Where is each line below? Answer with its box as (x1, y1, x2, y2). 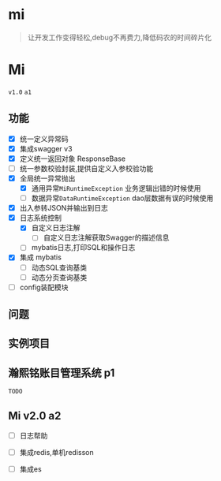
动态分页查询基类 (31, 272, 88, 282)
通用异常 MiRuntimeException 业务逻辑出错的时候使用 (31, 184, 201, 192)
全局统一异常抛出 (19, 173, 76, 183)
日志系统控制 (19, 213, 62, 222)
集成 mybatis (19, 252, 62, 262)
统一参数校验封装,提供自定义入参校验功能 (19, 163, 154, 173)
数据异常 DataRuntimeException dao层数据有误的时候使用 (31, 193, 214, 203)
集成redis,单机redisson (19, 448, 94, 457)
